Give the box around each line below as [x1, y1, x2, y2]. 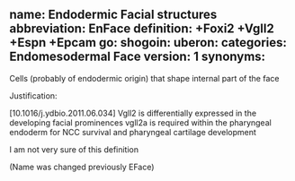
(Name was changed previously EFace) [9, 161, 155, 172]
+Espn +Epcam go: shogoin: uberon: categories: [9, 35, 288, 50]
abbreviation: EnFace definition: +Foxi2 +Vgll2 [9, 22, 274, 37]
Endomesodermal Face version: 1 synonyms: [9, 49, 266, 65]
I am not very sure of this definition [9, 143, 139, 155]
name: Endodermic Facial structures [9, 7, 218, 22]
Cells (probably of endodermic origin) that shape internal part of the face [9, 73, 280, 83]
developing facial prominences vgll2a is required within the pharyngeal [9, 116, 272, 128]
